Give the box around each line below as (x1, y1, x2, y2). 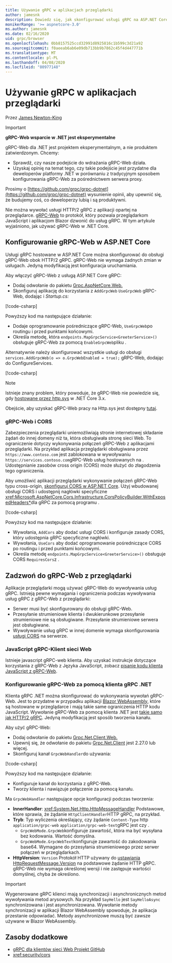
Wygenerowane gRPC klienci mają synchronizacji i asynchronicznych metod (5, 891, 166, 897)
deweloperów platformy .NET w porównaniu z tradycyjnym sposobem (12, 171, 160, 177)
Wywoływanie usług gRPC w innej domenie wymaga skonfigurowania (12, 627, 160, 633)
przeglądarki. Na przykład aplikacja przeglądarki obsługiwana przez (5, 446, 148, 452)
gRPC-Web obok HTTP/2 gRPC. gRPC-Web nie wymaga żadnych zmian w (5, 257, 162, 263)
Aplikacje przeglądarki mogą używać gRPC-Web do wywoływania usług (5, 584, 157, 591)
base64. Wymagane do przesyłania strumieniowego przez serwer (20, 844, 160, 850)
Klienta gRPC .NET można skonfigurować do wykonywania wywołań (5, 693, 149, 699)
